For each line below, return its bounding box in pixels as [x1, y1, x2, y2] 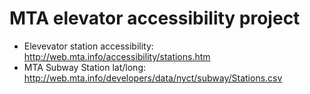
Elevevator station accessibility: [23, 40, 154, 52]
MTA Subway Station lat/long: [23, 61, 147, 73]
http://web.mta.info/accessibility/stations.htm [23, 50, 211, 62]
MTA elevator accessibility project [9, 7, 301, 30]
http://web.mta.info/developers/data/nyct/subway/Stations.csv [23, 72, 283, 84]
